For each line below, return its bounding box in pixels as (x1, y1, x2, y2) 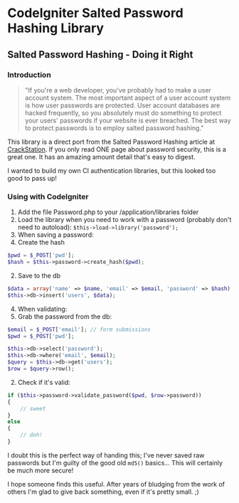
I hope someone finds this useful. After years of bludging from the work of (7, 480, 225, 488)
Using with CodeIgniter (7, 191, 89, 201)
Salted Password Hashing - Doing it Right (7, 48, 193, 60)
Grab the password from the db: (17, 312, 112, 321)
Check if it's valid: (17, 378, 71, 386)
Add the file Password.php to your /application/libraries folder (17, 208, 199, 216)
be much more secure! (7, 466, 74, 475)
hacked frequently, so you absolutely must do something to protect (24, 108, 222, 117)
